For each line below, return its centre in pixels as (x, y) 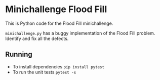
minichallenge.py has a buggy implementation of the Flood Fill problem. (80, 33)
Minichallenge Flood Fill (56, 9)
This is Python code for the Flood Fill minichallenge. (59, 23)
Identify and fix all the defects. (37, 38)
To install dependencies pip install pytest (58, 66)
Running (19, 54)
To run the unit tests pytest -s (44, 72)
